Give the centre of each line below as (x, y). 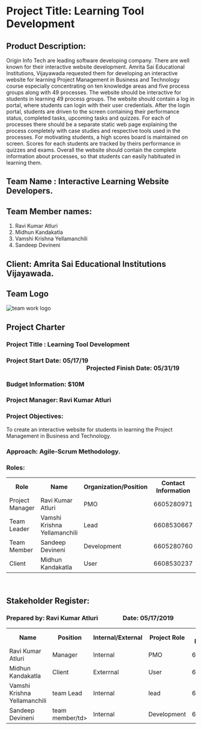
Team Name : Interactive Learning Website (88, 182)
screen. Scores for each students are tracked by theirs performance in (93, 143)
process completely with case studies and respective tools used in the (93, 131)
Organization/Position (116, 487)
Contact (173, 483)
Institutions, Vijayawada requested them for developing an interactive (92, 73)
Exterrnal (106, 672)
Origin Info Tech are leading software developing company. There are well (98, 60)
